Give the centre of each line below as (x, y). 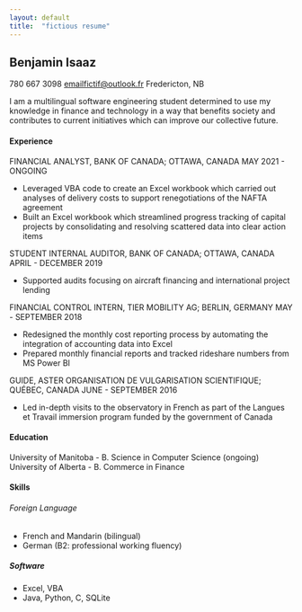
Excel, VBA (43, 589)
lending (36, 289)
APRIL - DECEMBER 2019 (56, 262)
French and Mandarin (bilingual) (81, 536)
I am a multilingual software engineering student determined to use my (140, 102)
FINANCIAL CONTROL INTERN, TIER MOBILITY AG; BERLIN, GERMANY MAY (151, 307)
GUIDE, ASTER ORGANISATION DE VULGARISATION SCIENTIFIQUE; (135, 380)
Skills (20, 487)
